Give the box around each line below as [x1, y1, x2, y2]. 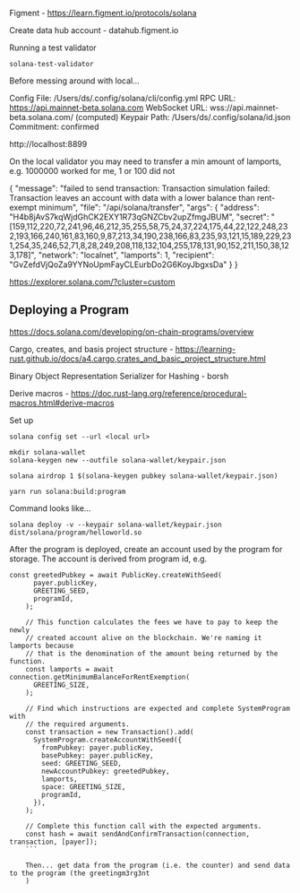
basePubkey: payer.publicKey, [41, 750, 154, 760]
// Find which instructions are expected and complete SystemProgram [25, 704, 291, 713]
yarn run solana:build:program [9, 487, 126, 496]
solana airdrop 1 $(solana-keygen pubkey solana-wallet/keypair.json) [9, 471, 279, 481]
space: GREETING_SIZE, [41, 782, 126, 792]
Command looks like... [9, 502, 91, 514]
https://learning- [175, 343, 236, 354]
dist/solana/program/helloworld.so [9, 528, 142, 537]
